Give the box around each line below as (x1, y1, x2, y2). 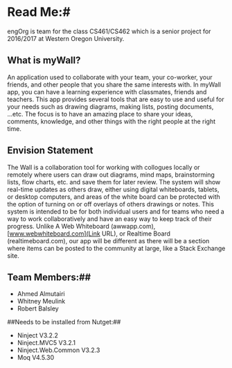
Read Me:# (7, 4, 71, 20)
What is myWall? (7, 55, 81, 67)
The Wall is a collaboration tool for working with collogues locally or (7, 163, 200, 171)
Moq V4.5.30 (17, 353, 55, 362)
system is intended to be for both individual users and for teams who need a (7, 207, 225, 216)
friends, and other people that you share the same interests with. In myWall (7, 80, 222, 89)
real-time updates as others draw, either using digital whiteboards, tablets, (7, 185, 220, 193)
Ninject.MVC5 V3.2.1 (17, 339, 76, 347)
